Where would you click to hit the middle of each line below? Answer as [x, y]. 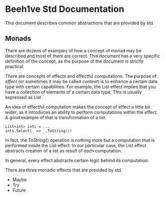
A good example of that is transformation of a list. [56, 117]
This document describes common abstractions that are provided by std [79, 23]
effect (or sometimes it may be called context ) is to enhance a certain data [81, 81]
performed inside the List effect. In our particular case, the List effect [76, 145]
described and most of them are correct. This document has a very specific [82, 56]
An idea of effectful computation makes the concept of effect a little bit [78, 107]
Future [19, 190]
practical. [15, 66]
